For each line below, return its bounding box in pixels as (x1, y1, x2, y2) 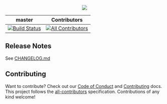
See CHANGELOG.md (5, 55, 50, 61)
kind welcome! (5, 93, 36, 100)
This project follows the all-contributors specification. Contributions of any (5, 88, 160, 94)
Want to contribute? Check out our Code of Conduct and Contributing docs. (5, 83, 162, 89)
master (16, 17, 34, 23)
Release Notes (5, 42, 52, 50)
